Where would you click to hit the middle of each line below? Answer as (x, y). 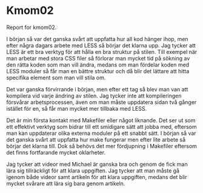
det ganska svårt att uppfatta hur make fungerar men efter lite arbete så (96, 139)
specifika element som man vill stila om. (56, 77)
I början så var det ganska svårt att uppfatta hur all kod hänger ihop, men (98, 39)
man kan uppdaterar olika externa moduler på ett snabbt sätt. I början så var (101, 133)
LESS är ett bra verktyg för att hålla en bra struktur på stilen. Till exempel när (102, 51)
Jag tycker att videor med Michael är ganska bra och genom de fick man (97, 164)
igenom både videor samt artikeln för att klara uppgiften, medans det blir (97, 177)
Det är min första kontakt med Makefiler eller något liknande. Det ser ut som (101, 120)
